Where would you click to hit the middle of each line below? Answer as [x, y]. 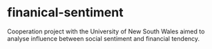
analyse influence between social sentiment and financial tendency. [104, 38]
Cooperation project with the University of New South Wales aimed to [106, 31]
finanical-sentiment [65, 13]
